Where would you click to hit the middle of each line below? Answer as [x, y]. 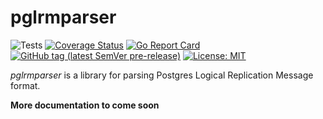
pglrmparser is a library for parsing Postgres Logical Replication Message [162, 75]
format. [25, 85]
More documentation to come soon [85, 105]
